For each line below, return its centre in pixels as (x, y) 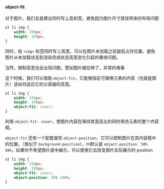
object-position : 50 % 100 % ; (42, 178)
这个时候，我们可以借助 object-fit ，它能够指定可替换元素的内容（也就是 (79, 78)
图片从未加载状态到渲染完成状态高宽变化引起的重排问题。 (63, 57)
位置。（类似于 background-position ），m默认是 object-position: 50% (78, 144)
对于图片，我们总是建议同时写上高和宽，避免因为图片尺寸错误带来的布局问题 (82, 18)
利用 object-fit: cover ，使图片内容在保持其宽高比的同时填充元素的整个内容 (82, 122)
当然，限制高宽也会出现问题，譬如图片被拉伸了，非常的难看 (65, 67)
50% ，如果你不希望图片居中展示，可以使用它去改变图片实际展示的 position (79, 150)
